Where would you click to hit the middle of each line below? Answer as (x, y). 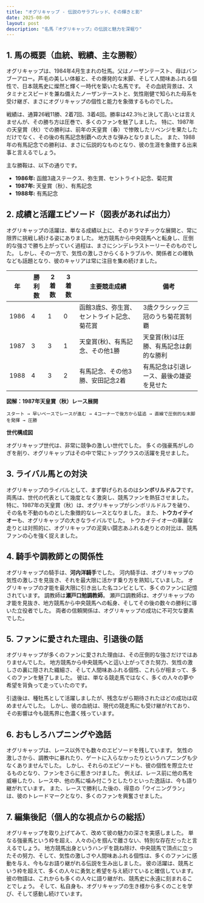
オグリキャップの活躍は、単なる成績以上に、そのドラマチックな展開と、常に (102, 230)
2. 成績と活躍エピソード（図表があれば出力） (91, 215)
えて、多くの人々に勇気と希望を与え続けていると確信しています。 (114, 871)
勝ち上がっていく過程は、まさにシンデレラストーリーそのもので (112, 245)
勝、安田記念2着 (103, 380)
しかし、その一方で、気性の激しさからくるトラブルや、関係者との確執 (106, 253)
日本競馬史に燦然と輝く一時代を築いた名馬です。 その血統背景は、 (105, 86)
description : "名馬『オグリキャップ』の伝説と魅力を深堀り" (74, 29)
